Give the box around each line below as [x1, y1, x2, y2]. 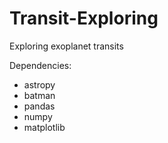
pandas [23, 100, 56, 112]
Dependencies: [9, 59, 72, 71]
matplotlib [23, 121, 66, 133]
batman [23, 89, 56, 101]
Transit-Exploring [9, 7, 159, 30]
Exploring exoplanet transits [9, 40, 124, 52]
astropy [23, 78, 56, 91]
